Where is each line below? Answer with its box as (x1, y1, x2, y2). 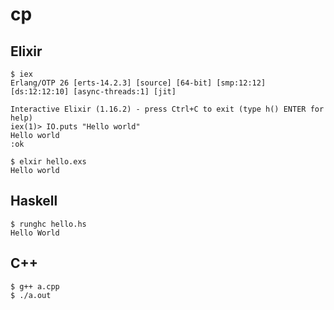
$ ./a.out (10, 290, 52, 300)
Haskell (10, 193, 58, 210)
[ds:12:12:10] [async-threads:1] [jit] (10, 87, 177, 97)
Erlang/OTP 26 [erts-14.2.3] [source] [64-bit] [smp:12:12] (10, 78, 267, 88)
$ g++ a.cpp (10, 281, 60, 292)
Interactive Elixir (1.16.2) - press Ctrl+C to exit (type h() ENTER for (10, 104, 325, 114)
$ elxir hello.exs (10, 157, 87, 167)
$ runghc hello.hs (10, 219, 87, 229)
